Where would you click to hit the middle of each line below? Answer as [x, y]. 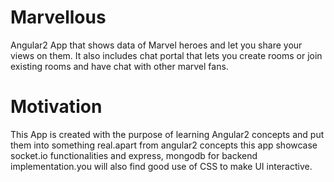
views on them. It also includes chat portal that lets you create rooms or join [166, 55]
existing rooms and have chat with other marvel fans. [119, 66]
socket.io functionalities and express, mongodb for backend [134, 155]
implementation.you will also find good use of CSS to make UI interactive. [161, 166]
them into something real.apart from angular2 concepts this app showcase [164, 145]
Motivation [56, 107]
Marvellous [58, 17]
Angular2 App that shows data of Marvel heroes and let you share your [156, 45]
